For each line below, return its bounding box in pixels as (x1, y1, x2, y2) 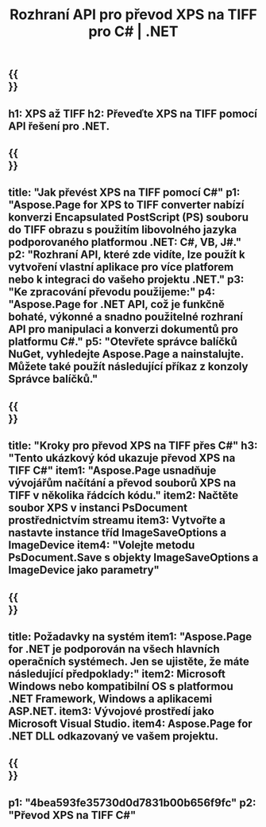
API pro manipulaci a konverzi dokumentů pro (8, 322, 239, 336)
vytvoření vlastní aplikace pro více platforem (8, 260, 234, 274)
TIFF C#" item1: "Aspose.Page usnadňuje (8, 464, 217, 478)
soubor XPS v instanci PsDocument (8, 501, 188, 515)
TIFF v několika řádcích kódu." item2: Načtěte (8, 489, 239, 502)
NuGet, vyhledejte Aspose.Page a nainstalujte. (8, 348, 244, 361)
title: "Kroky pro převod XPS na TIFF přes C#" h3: (8, 439, 258, 453)
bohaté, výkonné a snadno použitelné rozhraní (8, 310, 244, 324)
